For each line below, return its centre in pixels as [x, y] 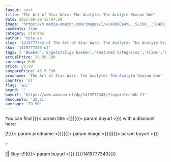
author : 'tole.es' [25, 38]
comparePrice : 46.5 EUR [31, 71]
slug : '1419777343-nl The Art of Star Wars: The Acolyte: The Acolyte [82, 43]
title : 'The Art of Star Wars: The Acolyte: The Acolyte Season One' [81, 15]
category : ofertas [25, 33]
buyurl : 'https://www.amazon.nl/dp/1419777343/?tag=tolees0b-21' [76, 95]
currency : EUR [20, 62]
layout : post [19, 10]
